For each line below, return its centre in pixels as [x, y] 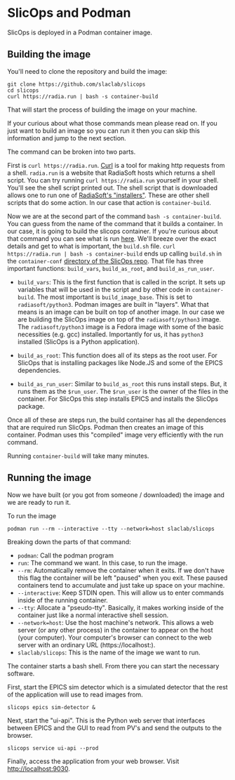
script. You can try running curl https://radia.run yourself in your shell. [113, 180]
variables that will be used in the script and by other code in [104, 289]
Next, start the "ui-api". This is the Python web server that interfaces [106, 720]
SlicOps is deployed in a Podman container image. [80, 32]
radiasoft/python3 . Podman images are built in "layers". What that [113, 304]
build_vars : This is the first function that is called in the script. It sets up [121, 282]
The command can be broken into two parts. [72, 152]
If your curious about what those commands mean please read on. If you [112, 123]
